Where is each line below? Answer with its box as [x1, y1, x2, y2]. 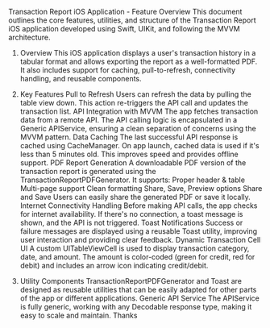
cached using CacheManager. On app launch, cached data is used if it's [19, 141, 260, 150]
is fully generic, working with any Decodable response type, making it [19, 302, 252, 311]
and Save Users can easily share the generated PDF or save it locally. [19, 193, 251, 201]
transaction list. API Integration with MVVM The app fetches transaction [19, 106, 259, 116]
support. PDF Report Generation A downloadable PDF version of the [19, 158, 247, 168]
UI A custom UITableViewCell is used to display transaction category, [19, 243, 250, 253]
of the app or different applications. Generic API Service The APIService [19, 293, 260, 303]
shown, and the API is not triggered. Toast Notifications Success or [19, 218, 243, 227]
